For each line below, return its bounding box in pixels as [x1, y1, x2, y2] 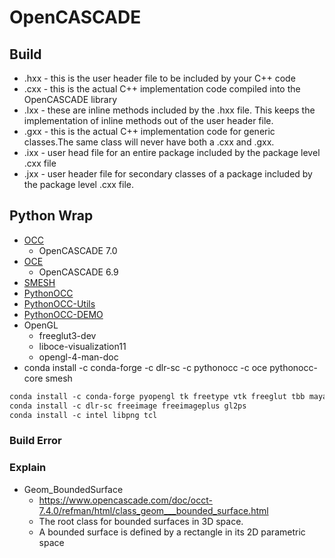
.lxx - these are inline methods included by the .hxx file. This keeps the [23, 104, 316, 116]
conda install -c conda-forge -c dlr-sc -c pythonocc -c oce [23, 361, 268, 373]
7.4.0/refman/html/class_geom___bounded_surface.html [38, 504, 269, 516]
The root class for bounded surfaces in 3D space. [38, 515, 244, 527]
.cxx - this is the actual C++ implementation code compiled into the [23, 83, 301, 95]
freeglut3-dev [38, 329, 97, 341]
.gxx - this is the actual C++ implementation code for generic [23, 126, 276, 137]
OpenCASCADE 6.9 [38, 266, 119, 278]
